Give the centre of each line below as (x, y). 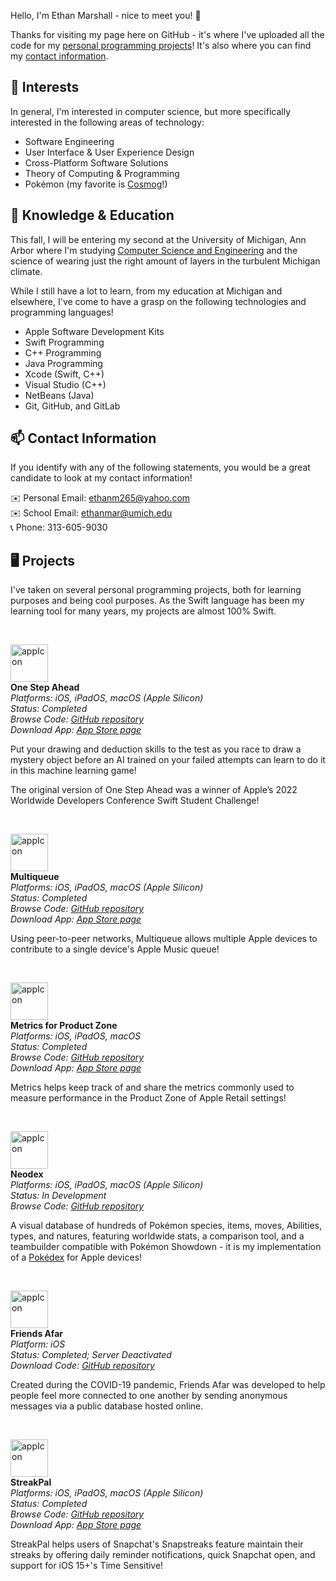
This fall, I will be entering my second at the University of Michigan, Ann (158, 239)
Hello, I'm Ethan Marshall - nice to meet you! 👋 (106, 15)
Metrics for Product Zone (64, 1026)
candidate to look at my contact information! (101, 478)
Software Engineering (69, 141)
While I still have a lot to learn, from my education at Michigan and (146, 291)
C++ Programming (63, 352)
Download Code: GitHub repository (82, 1366)
